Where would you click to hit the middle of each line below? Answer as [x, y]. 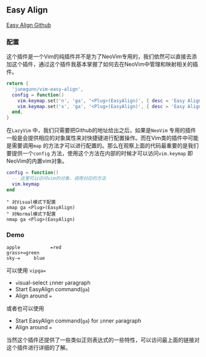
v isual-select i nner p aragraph [53, 283]
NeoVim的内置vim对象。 [37, 161]
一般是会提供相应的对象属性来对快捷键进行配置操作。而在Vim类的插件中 [97, 138]
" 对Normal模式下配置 [31, 214]
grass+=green [23, 253]
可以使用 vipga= [26, 270]
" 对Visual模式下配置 [31, 202]
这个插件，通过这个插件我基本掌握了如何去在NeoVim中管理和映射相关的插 [105, 65]
